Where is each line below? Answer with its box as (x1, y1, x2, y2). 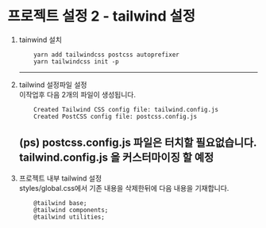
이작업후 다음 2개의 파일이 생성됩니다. (18, 89, 137, 99)
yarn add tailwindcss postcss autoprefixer (33, 51, 179, 59)
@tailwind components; (33, 206, 109, 214)
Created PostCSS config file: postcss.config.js (33, 112, 198, 120)
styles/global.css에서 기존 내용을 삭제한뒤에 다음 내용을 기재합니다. (18, 183, 229, 192)
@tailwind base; (33, 199, 87, 207)
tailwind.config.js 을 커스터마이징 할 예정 (18, 151, 214, 165)
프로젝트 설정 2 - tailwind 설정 (7, 7, 196, 25)
